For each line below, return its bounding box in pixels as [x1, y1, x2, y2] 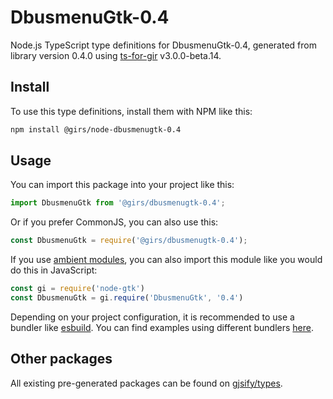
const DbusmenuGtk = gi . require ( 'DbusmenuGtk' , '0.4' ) [10, 293, 244, 303]
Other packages [10, 351, 113, 368]
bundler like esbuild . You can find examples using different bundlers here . [10, 321, 315, 333]
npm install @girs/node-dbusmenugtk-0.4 [10, 124, 182, 135]
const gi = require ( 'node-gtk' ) [10, 284, 145, 294]
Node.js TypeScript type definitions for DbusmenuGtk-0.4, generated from [10, 39, 317, 51]
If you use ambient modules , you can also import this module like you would [10, 254, 323, 266]
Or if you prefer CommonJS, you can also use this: [10, 216, 219, 228]
